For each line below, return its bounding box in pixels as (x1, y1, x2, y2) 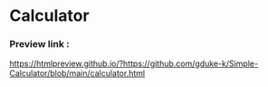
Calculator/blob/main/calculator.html (9, 68, 146, 79)
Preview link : (9, 38, 70, 51)
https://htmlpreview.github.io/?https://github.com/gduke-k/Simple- (9, 58, 259, 69)
